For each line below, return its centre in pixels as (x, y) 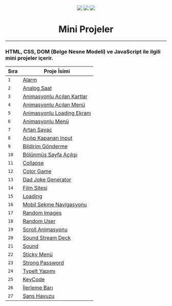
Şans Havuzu (39, 296)
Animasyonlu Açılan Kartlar (55, 97)
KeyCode (34, 279)
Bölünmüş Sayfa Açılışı (50, 155)
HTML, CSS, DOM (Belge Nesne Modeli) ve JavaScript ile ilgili (83, 52)
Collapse (33, 163)
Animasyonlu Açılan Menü (54, 105)
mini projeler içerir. (29, 58)
